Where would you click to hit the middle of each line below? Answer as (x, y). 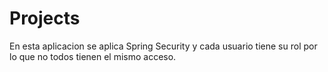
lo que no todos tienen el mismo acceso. (93, 56)
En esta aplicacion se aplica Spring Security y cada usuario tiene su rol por (163, 46)
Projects (45, 18)
